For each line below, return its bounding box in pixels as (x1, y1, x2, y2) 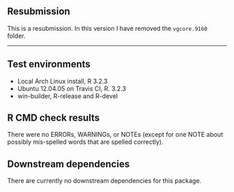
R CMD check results (7, 112, 100, 124)
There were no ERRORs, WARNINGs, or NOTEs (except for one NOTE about (7, 131, 224, 139)
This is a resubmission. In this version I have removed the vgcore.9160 (7, 24, 208, 32)
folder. (7, 31, 26, 40)
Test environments (7, 59, 91, 71)
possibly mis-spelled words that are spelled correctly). (7, 138, 164, 146)
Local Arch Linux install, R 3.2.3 (17, 77, 108, 85)
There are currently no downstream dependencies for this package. (7, 177, 202, 185)
